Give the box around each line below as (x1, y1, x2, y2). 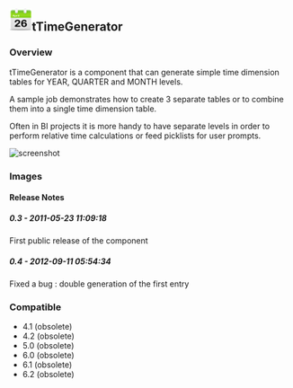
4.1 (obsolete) (22, 322, 73, 332)
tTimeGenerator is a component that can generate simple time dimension (9, 66, 280, 77)
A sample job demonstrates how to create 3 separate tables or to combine (9, 93, 285, 104)
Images (9, 170, 43, 182)
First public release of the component (9, 235, 148, 246)
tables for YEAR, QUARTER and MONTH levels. (9, 76, 183, 87)
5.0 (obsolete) (22, 340, 75, 351)
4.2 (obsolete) (22, 331, 75, 341)
